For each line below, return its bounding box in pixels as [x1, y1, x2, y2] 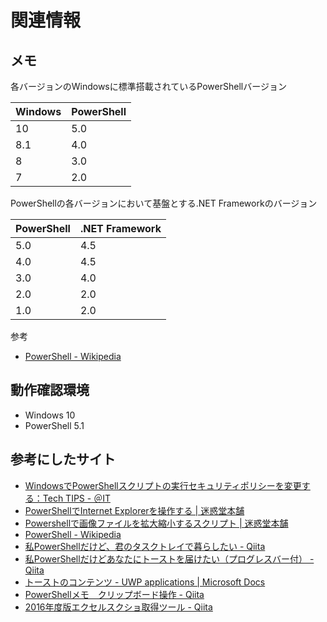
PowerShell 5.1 [24, 419, 85, 431]
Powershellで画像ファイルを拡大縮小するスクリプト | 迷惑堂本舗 [24, 517, 289, 529]
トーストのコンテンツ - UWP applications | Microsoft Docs [24, 576, 266, 588]
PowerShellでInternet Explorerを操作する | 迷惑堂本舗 [24, 504, 245, 516]
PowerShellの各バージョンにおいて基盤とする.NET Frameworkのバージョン [10, 197, 318, 209]
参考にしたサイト [10, 451, 116, 468]
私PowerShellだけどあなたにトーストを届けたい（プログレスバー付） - [24, 552, 315, 565]
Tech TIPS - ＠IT [42, 492, 111, 504]
